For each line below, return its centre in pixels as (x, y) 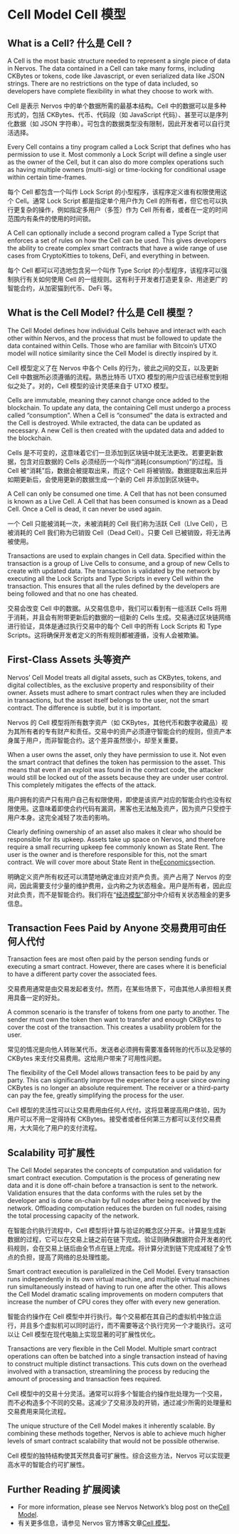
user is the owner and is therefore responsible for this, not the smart (107, 854)
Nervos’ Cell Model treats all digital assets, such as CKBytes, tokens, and (115, 677)
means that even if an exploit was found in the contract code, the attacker (116, 769)
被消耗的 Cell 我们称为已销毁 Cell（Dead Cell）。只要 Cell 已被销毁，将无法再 (119, 532)
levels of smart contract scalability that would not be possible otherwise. (114, 1441)
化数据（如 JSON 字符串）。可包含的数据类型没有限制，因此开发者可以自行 (116, 123)
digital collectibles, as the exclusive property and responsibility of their (111, 685)
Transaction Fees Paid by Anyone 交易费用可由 (112, 928)
